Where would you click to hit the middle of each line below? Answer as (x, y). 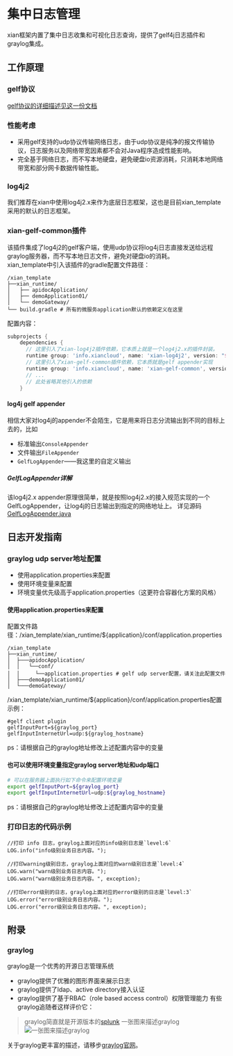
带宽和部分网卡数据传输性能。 (60, 168)
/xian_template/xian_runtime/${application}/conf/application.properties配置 (115, 700)
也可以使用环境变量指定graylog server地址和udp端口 (83, 765)
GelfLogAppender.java (39, 513)
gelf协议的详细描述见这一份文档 (52, 106)
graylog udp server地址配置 (54, 558)
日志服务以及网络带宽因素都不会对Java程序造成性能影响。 (112, 150)
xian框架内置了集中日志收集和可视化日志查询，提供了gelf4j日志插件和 (106, 35)
